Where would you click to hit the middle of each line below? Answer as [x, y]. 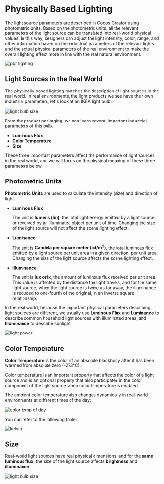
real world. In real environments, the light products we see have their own [79, 96]
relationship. [25, 298]
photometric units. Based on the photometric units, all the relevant [72, 28]
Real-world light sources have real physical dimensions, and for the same [79, 456]
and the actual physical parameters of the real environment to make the [77, 49]
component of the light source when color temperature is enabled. [72, 386]
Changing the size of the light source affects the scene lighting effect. [82, 258]
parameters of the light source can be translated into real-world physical [78, 33]
